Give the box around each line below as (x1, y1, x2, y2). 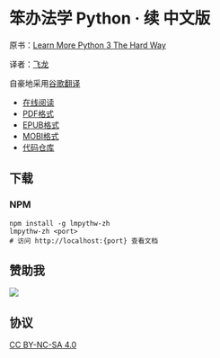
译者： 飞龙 (9, 58, 49, 69)
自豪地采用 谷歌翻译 (9, 77, 81, 88)
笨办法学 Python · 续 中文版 (9, 8, 211, 29)
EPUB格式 (22, 119, 60, 130)
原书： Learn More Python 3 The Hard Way (9, 40, 166, 50)
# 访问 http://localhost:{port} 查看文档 (9, 236, 159, 246)
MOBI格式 (22, 130, 60, 141)
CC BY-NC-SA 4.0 (9, 339, 77, 351)
